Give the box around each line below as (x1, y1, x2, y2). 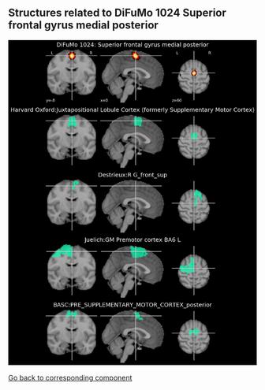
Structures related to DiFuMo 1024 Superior (8, 6, 227, 20)
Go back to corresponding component (8, 373, 132, 382)
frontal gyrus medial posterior (8, 19, 159, 32)
